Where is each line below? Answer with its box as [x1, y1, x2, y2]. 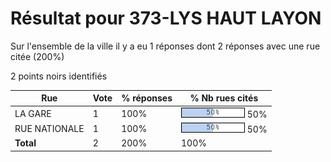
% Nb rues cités [189, 92, 259, 104]
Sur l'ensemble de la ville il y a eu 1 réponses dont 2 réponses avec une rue [10, 40, 321, 52]
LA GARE [14, 107, 52, 119]
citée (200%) [10, 50, 65, 62]
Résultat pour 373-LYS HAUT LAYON [10, 7, 322, 30]
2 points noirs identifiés [10, 70, 108, 82]
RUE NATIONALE [14, 122, 85, 134]
